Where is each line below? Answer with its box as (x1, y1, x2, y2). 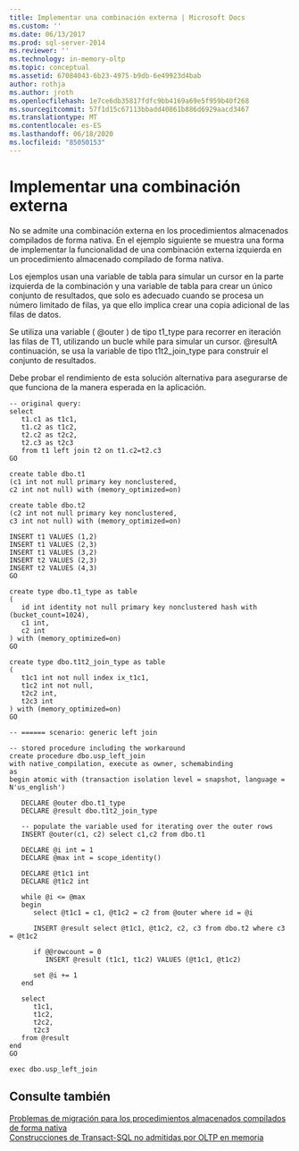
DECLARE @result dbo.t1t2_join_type (21, 806, 158, 815)
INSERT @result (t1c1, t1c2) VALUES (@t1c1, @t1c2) (45, 955, 242, 964)
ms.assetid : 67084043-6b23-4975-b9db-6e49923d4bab (9, 72, 202, 81)
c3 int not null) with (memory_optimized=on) (9, 516, 181, 525)
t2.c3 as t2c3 (21, 438, 74, 448)
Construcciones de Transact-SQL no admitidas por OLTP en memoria (9, 1131, 264, 1142)
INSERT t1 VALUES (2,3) (9, 540, 98, 549)
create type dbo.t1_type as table (9, 587, 138, 596)
